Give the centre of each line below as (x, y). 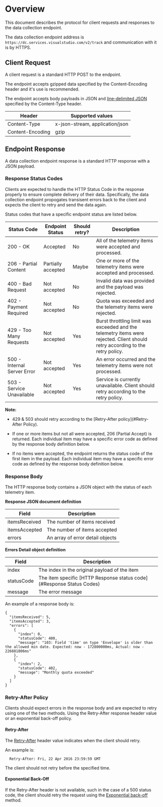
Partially (53, 263)
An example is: (20, 750)
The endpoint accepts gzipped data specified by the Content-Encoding (76, 84)
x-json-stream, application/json (92, 124)
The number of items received (81, 522)
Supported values (92, 115)
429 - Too (19, 330)
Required (18, 313)
